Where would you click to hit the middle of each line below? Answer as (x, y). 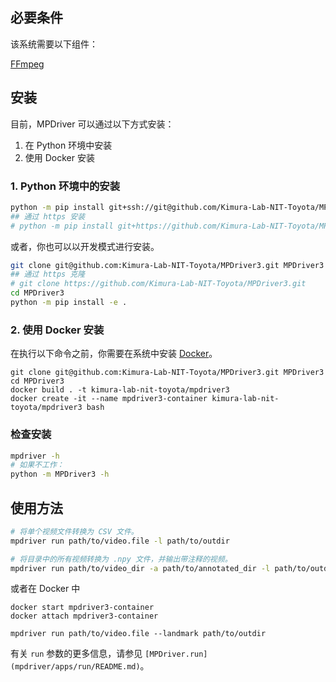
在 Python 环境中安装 (68, 145)
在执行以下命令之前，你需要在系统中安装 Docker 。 (114, 354)
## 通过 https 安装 (48, 216)
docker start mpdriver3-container (82, 608)
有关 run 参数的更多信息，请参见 (76, 654)
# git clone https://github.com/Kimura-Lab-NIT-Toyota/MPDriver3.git (158, 284)
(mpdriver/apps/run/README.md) (75, 667)
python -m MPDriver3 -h (60, 474)
